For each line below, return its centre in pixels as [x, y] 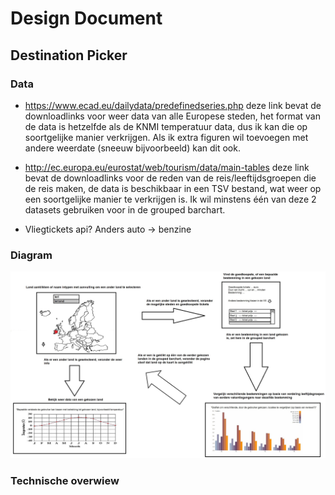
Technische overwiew [65, 481]
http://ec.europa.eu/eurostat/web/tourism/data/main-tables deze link [167, 167]
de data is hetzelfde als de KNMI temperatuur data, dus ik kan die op [166, 126]
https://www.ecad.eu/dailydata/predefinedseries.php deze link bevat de [173, 105]
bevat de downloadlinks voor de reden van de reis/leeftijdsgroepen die [170, 178]
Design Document [86, 18]
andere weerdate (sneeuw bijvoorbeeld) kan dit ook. [132, 148]
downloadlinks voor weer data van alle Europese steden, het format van [172, 116]
